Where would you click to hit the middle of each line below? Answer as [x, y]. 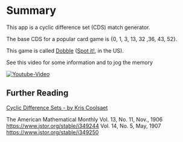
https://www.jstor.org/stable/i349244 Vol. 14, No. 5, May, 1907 [84, 126]
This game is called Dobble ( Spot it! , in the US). [65, 50]
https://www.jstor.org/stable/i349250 [53, 132]
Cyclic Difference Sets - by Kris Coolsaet [57, 108]
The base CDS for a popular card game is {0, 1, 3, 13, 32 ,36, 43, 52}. [92, 39]
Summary [31, 11]
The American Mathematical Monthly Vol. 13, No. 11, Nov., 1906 [85, 119]
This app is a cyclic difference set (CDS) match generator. [78, 27]
